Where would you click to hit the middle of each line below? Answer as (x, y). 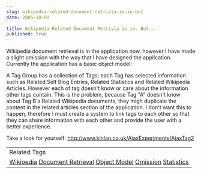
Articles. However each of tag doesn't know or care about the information (97, 88)
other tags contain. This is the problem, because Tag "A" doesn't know (94, 95)
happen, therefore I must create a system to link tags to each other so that (98, 114)
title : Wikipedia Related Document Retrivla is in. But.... (83, 28)
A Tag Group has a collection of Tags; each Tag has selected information (96, 76)
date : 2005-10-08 (28, 17)
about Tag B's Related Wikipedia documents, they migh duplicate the (91, 101)
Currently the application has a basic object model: (69, 64)
